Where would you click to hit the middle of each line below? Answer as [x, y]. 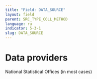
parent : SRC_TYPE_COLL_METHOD [37, 19]
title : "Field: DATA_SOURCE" [35, 10]
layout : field [20, 14]
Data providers [37, 58]
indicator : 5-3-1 [23, 28]
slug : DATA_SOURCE [24, 33]
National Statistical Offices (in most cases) [49, 71]
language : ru [19, 24]
